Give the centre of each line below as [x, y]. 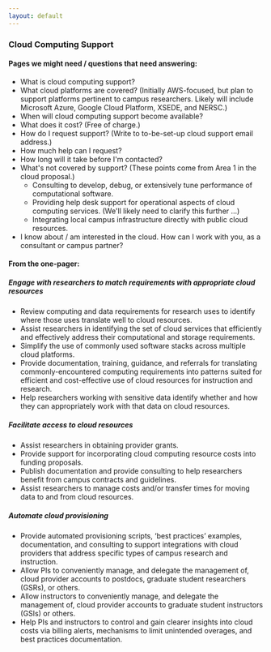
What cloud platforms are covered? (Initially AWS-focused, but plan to [136, 90]
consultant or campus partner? [72, 245]
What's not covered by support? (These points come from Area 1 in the [138, 168]
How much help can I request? [71, 150]
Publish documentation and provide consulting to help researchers [131, 471]
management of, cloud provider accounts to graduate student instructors [142, 605]
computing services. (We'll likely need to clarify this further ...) [136, 211]
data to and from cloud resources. [77, 497]
